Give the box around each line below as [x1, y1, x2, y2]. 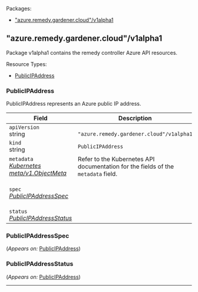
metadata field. [77, 170, 118, 178]
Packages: [6, 5, 32, 12]
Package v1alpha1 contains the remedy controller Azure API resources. [6, 49, 178, 56]
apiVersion [9, 124, 39, 131]
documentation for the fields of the [77, 162, 174, 170]
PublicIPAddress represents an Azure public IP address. [6, 100, 141, 107]
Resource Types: [6, 60, 47, 67]
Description [118, 114, 152, 123]
